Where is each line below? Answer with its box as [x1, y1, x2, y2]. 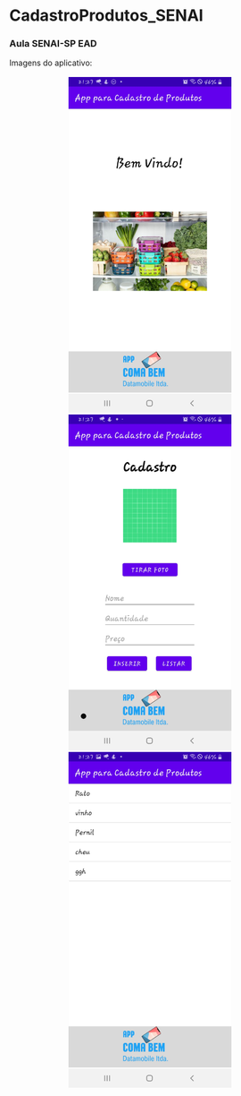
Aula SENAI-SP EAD [9, 38, 97, 50]
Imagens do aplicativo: [9, 57, 93, 68]
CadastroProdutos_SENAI [9, 5, 204, 26]
